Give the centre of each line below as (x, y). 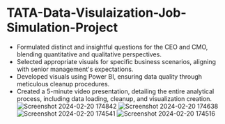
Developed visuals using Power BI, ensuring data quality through (109, 76)
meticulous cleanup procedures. (63, 84)
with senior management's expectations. (75, 69)
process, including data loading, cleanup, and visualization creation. (114, 98)
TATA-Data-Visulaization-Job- (96, 13)
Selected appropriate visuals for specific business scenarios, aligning (116, 61)
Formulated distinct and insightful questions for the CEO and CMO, (112, 47)
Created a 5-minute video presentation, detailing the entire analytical (115, 91)
